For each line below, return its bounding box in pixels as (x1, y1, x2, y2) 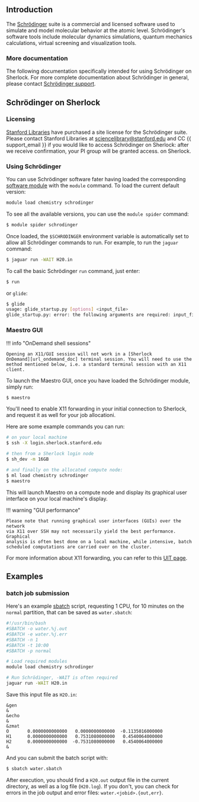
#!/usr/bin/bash (6, 620, 46, 627)
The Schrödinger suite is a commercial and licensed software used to (6, 20, 175, 27)
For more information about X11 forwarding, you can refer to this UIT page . (6, 554, 188, 562)
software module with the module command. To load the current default (6, 182, 179, 189)
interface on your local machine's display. (6, 495, 108, 502)
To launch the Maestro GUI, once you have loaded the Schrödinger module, (6, 377, 191, 384)
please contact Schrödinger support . (6, 80, 96, 88)
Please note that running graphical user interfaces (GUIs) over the (6, 518, 182, 524)
